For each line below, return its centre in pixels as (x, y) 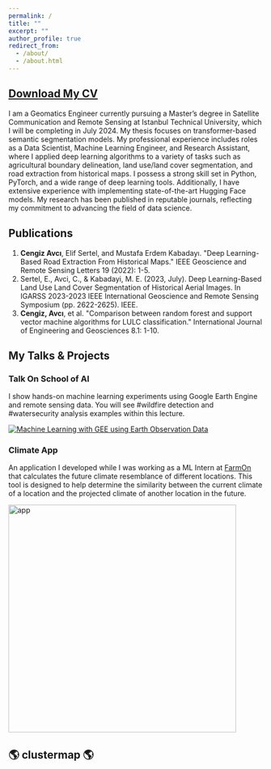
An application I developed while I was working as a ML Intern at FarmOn (130, 468)
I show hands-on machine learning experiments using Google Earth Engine (133, 397)
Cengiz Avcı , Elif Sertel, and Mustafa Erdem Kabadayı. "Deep (122, 253)
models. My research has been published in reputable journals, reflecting (130, 199)
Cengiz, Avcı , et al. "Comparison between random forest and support (136, 313)
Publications (41, 234)
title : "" (25, 23)
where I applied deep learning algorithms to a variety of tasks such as (125, 156)
